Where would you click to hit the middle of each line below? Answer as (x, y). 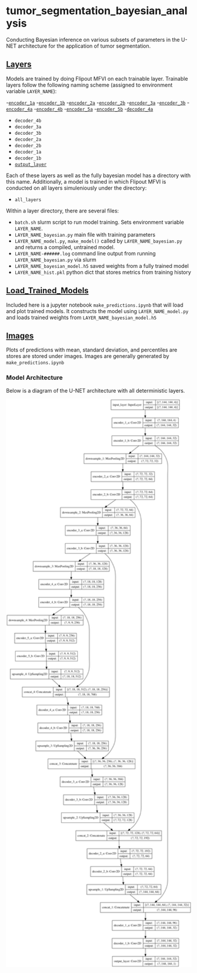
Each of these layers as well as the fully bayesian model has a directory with (98, 175)
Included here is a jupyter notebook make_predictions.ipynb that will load (95, 305)
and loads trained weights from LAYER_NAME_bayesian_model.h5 (81, 317)
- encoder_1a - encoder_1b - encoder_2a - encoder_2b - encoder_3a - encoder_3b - (98, 102)
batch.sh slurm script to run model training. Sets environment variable (99, 222)
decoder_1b (28, 158)
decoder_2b (28, 145)
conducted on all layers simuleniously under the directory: (76, 188)
